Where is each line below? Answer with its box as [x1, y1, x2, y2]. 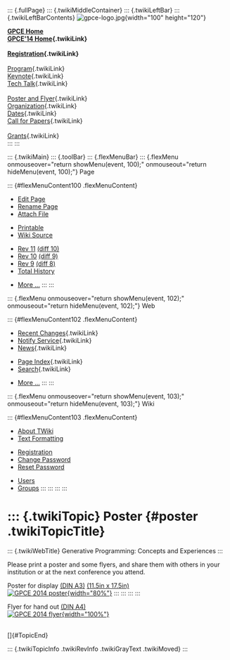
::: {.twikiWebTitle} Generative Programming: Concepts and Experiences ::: [7, 546, 224, 555]
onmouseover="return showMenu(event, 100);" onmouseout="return [7, 160, 207, 168]
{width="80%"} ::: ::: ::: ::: [67, 588, 141, 597]
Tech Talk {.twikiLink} [7, 79, 68, 87]
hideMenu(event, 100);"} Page [7, 168, 95, 176]
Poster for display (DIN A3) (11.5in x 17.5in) [7, 581, 130, 590]
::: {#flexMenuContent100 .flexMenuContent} [7, 181, 138, 189]
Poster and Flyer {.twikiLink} [7, 94, 88, 103]
